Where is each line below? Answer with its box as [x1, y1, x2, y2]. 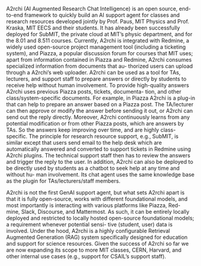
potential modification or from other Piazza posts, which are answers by [6, 120, 184, 127]
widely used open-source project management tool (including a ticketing [6, 43, 186, 50]
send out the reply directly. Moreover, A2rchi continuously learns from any [6, 113, 190, 121]
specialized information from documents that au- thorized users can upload [6, 62, 193, 70]
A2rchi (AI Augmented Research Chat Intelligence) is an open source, [6, 5, 178, 12]
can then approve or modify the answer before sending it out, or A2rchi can [6, 107, 193, 114]
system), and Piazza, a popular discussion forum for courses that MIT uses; [6, 50, 193, 56]
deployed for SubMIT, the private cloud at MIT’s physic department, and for [6, 31, 193, 38]
